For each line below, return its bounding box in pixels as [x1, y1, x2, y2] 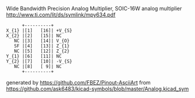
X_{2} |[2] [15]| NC [6, 33, 62, 39]
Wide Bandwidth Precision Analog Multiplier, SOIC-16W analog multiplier [6, 5, 182, 12]
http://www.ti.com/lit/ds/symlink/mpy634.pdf [6, 11, 116, 18]
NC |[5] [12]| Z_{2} [14, 48, 70, 54]
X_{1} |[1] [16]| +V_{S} [6, 28, 72, 33]
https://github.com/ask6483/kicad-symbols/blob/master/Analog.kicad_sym [6, 85, 189, 92]
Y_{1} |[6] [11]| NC [6, 53, 62, 59]
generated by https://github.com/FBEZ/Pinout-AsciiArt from [6, 79, 151, 86]
